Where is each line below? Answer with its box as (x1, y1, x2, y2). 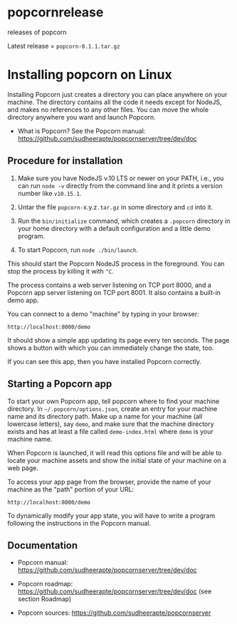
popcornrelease (7, 4, 104, 21)
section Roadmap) (17, 595, 72, 603)
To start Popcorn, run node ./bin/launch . (17, 245, 139, 254)
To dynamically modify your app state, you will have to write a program (7, 511, 216, 520)
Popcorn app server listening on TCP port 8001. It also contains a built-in (7, 288, 221, 296)
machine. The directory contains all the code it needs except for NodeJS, (7, 98, 222, 106)
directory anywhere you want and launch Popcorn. (7, 113, 157, 121)
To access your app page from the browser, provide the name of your (7, 477, 211, 486)
